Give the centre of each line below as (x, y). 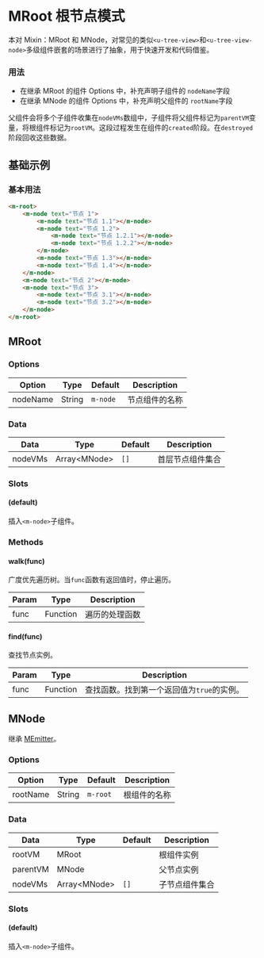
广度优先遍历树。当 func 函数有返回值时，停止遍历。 (92, 580)
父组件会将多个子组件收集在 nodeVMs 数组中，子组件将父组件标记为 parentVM (129, 118)
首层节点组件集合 (189, 459)
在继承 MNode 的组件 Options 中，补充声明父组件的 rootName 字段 (126, 101)
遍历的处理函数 (113, 615)
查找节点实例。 (33, 655)
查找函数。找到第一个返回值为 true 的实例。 (164, 690)
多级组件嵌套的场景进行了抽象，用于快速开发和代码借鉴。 (120, 49)
